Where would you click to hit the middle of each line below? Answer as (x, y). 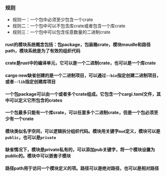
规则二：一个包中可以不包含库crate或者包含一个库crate (69, 26)
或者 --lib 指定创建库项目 (30, 82)
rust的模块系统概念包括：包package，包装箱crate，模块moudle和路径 (78, 44)
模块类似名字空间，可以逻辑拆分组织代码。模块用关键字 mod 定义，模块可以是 (83, 131)
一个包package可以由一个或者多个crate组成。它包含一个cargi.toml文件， (81, 94)
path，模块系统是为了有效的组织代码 (43, 50)
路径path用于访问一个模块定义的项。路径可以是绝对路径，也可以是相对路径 (82, 169)
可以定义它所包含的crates (36, 100)
